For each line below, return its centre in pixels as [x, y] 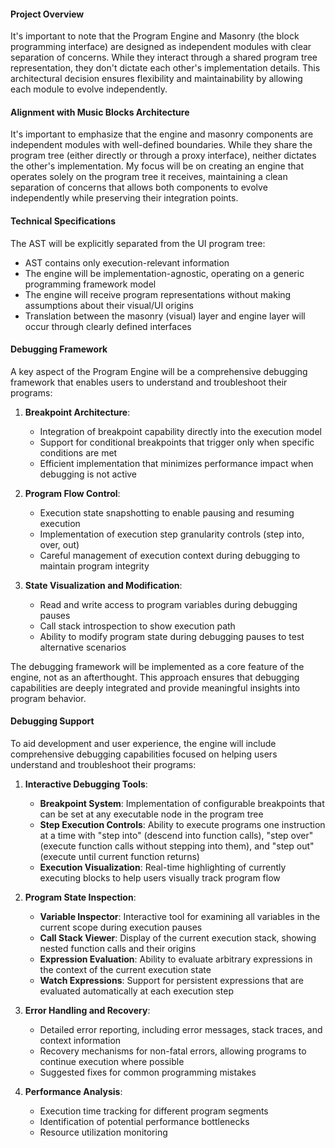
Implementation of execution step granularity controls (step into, [172, 534]
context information [80, 1041]
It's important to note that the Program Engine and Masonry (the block [155, 36]
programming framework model [90, 284]
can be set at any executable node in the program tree [151, 814]
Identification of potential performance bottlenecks [144, 1122]
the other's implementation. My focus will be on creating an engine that [157, 166]
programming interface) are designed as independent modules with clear [161, 47]
